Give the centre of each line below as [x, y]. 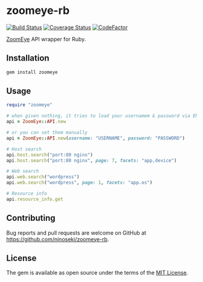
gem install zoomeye [32, 72]
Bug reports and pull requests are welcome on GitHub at [76, 233]
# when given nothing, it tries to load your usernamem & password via [98, 116]
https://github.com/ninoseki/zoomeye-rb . [58, 239]
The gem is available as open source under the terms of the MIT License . [97, 273]
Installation [28, 58]
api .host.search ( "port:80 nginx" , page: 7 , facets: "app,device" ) [92, 160]
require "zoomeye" [29, 105]
